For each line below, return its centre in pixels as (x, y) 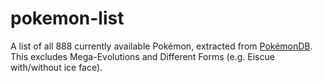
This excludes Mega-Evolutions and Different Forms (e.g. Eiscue (142, 56)
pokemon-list (67, 18)
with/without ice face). (56, 67)
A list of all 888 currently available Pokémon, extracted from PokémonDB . (161, 46)
